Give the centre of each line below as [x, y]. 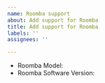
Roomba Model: [40, 66]
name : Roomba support [39, 14]
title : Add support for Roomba [53, 27]
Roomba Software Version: [56, 73]
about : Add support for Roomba [53, 20]
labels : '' [23, 33]
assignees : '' [28, 40]
